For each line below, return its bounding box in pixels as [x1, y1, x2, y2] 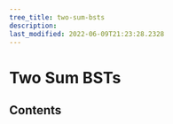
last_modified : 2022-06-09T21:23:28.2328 [9, 29, 165, 38]
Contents [9, 103, 62, 118]
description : [9, 21, 58, 30]
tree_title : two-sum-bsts [9, 12, 105, 22]
